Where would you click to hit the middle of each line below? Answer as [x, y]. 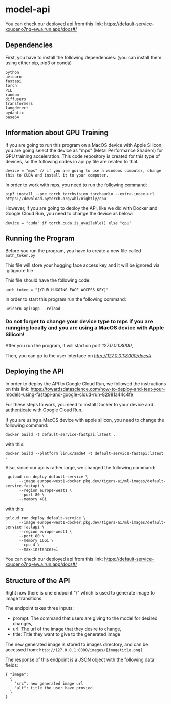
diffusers [16, 99]
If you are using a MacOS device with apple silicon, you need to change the [85, 420]
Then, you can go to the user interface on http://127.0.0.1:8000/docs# [78, 355]
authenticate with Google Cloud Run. [44, 410]
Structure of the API [38, 580]
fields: [12, 665]
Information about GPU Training [57, 133]
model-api [28, 9]
